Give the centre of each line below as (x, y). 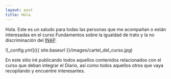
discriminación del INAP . (31, 40)
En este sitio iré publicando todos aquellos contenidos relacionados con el (83, 60)
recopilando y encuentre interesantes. (45, 71)
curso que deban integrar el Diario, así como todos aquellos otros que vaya (84, 65)
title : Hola (18, 15)
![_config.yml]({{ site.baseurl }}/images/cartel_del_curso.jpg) (69, 50)
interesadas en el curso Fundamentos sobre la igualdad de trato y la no (80, 35)
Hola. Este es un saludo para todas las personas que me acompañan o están (86, 29)
